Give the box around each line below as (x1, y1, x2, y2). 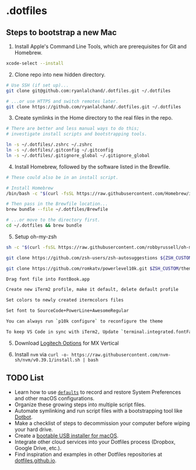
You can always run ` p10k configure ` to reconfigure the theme (6, 318, 163, 324)
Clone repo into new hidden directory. (14, 71, 106, 78)
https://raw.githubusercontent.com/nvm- (71, 352, 171, 358)
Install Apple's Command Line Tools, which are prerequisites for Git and (14, 43, 187, 50)
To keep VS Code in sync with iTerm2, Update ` (6, 329, 124, 335)
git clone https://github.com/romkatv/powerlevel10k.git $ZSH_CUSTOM (6, 265, 179, 272)
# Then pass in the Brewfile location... (6, 201, 108, 207)
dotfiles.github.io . (14, 457, 57, 464)
